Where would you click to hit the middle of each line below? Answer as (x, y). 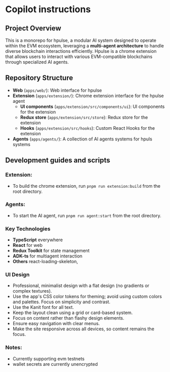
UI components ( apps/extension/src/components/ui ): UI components (92, 106)
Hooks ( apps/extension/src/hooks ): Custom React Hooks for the (88, 128)
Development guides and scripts (58, 161)
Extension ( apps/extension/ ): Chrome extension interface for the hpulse (88, 96)
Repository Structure (39, 78)
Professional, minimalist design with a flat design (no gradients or (81, 285)
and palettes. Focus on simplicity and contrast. (61, 302)
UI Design (18, 275)
